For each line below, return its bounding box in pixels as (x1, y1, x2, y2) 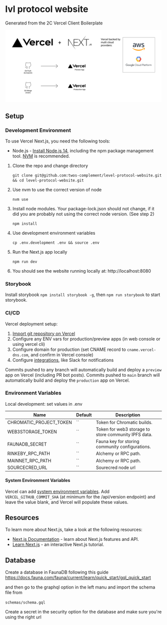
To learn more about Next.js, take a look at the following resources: (5, 527, 143, 533)
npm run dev (12, 259, 37, 264)
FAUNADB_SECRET (7, 441, 47, 447)
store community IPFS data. (96, 431, 153, 437)
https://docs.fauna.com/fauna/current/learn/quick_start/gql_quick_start (5, 575, 151, 581)
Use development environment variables (12, 230, 95, 236)
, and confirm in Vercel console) (28, 351, 93, 357)
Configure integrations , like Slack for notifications (12, 357, 114, 363)
